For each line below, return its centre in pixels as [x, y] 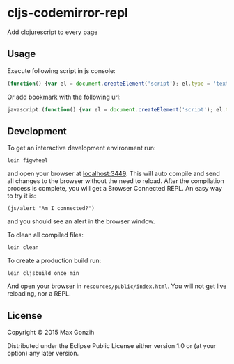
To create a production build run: [54, 261]
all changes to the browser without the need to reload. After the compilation [116, 181]
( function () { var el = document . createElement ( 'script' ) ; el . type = [109, 84]
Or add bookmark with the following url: [64, 97]
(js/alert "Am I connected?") [51, 209]
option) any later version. [43, 354]
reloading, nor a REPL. [39, 294]
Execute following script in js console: [62, 70]
